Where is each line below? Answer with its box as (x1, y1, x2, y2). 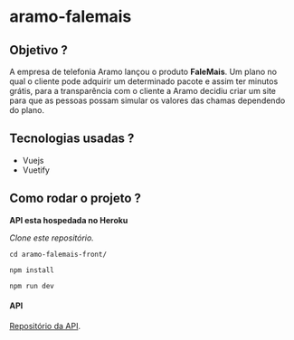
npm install (9, 265, 54, 275)
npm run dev (9, 281, 54, 290)
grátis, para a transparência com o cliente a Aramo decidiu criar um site (9, 86, 276, 96)
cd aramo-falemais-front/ (9, 250, 107, 259)
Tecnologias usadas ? (9, 131, 135, 146)
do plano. (9, 105, 45, 115)
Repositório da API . (9, 320, 81, 331)
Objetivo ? (9, 42, 68, 58)
